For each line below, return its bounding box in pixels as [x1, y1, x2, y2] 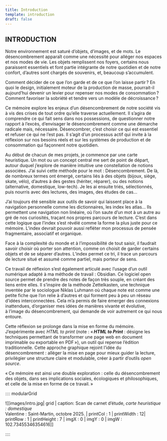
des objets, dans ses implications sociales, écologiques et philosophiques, [5, 375, 159, 381]
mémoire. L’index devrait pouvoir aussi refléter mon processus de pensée [5, 225, 157, 231]
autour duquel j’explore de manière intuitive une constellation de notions [5, 162, 154, 168]
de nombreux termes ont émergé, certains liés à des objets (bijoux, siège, [5, 173, 157, 179]
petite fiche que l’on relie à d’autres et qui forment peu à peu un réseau [5, 292, 151, 298]
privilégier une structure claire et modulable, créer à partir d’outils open [5, 355, 152, 361]
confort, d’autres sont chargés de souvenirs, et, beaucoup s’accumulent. [5, 69, 155, 75]
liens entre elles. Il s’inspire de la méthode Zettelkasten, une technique [5, 282, 150, 288]
